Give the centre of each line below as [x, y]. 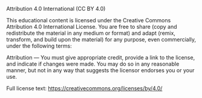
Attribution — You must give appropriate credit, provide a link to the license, [101, 57]
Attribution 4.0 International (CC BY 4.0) [56, 9]
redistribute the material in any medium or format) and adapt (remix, [91, 33]
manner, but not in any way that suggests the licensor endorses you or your [100, 70]
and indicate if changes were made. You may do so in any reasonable [93, 64]
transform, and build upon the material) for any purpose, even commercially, [101, 39]
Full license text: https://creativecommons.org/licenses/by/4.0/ [84, 88]
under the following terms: [39, 46]
